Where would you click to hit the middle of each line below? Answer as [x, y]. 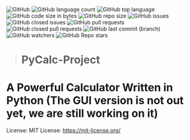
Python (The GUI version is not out [95, 101]
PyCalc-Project [61, 60]
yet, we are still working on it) [82, 114]
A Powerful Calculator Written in [90, 88]
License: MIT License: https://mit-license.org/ [63, 130]
